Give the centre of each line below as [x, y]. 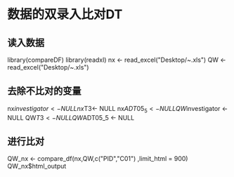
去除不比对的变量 [44, 91]
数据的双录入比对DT [65, 14]
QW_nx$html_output [37, 166]
